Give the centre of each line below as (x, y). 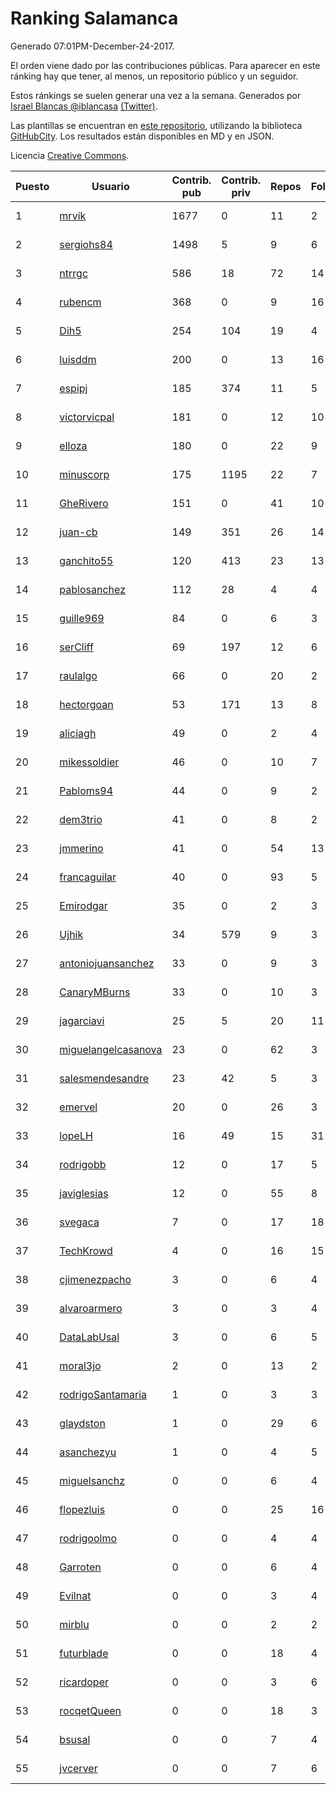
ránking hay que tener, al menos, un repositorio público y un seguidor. (154, 76)
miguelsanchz (92, 1480)
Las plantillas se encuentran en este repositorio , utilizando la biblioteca (156, 125)
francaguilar (88, 877)
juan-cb (78, 532)
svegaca (79, 1222)
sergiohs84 (86, 244)
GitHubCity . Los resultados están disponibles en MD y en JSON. (142, 136)
